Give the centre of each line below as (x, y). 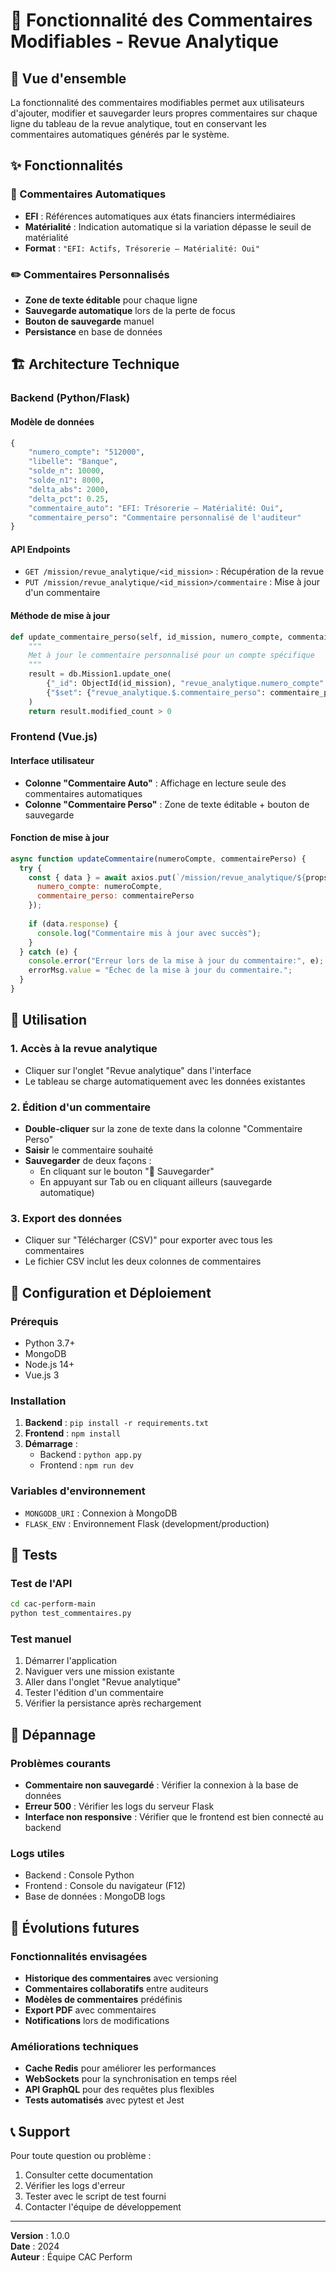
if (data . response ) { (73, 924)
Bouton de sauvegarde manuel (89, 321)
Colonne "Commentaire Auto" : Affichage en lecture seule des (155, 783)
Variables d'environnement (78, 1491)
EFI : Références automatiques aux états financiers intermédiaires (160, 216)
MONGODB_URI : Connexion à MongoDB (101, 1513)
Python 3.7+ (50, 1343)
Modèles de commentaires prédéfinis (103, 1999)
